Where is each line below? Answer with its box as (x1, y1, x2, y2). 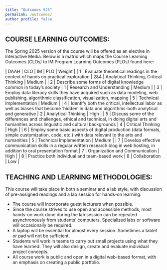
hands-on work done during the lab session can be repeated (12, 212, 137, 217)
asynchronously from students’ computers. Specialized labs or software (12, 217, 161, 223)
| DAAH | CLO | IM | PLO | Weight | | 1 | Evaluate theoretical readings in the (5, 68, 158, 75)
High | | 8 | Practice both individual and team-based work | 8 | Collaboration (5, 153, 161, 159)
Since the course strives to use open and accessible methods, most (12, 206, 152, 212)
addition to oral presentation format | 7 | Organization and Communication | (5, 148, 160, 154)
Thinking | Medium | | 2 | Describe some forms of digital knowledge (5, 79, 144, 85)
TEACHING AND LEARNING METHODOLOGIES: (5, 173, 153, 181)
